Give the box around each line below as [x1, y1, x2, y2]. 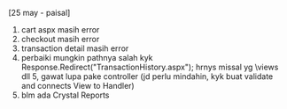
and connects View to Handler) [20, 81, 135, 91]
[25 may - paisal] [8, 8, 71, 18]
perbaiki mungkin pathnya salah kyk [20, 53, 153, 62]
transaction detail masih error [20, 43, 129, 54]
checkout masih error [20, 34, 100, 44]
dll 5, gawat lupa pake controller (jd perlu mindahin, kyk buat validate [20, 71, 274, 82]
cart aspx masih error [20, 25, 100, 34]
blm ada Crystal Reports [20, 90, 110, 100]
